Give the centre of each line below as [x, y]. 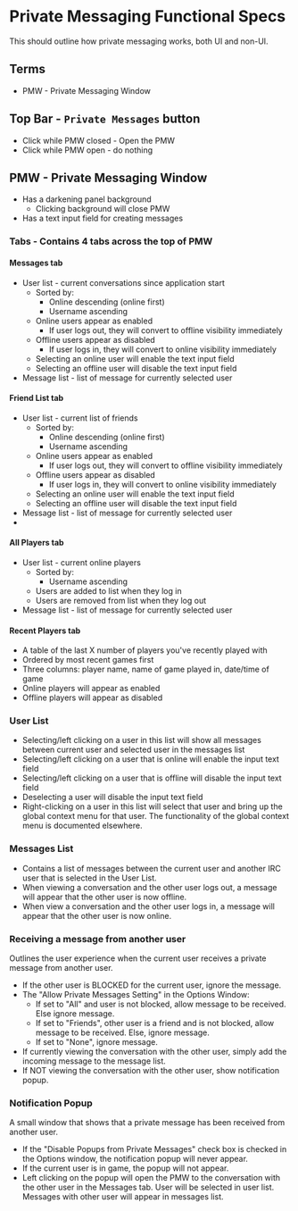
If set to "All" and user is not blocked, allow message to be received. [161, 1004]
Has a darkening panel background [87, 199]
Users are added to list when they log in [108, 590]
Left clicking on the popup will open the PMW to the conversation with [151, 1178]
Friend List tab [37, 398]
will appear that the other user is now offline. [104, 897]
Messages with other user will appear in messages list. [123, 1197]
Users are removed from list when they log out [121, 600]
